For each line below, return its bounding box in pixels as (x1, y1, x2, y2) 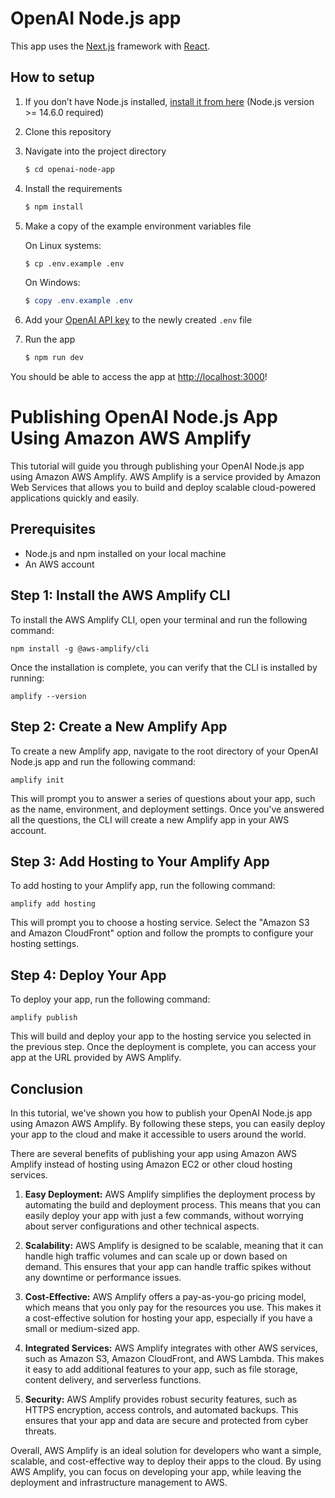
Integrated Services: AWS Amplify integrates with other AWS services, (24, 1342, 318, 1354)
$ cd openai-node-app (24, 164, 115, 174)
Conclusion (10, 1080, 84, 1097)
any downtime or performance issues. (24, 1271, 182, 1283)
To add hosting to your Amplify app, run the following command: (10, 880, 276, 892)
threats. (24, 1425, 57, 1437)
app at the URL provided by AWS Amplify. (10, 1052, 182, 1064)
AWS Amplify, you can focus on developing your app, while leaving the (10, 1465, 302, 1477)
